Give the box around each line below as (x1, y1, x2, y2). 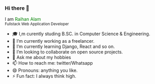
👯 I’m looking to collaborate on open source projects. (12, 49, 123, 55)
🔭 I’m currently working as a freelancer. (12, 38, 95, 44)
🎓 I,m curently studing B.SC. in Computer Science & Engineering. (12, 31, 150, 37)
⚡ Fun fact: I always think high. (12, 73, 77, 79)
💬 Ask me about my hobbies (12, 54, 72, 61)
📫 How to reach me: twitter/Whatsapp (12, 60, 93, 66)
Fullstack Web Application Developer (5, 21, 69, 27)
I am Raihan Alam (5, 16, 41, 22)
